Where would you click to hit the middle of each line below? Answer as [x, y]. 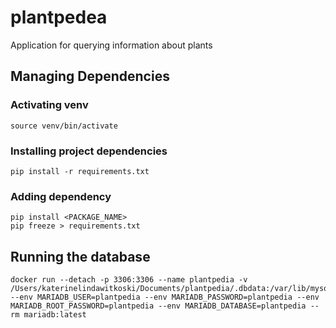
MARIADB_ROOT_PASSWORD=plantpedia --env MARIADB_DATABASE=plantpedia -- [165, 306]
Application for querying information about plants [111, 45]
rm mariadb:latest [48, 315]
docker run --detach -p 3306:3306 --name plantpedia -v [129, 280]
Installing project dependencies [89, 151]
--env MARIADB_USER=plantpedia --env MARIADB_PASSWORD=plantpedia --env [165, 297]
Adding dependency [61, 196]
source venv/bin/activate [64, 126]
